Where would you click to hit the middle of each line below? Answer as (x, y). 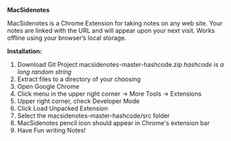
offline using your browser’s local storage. (67, 38)
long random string (44, 72)
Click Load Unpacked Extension (62, 108)
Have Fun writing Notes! (51, 130)
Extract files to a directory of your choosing (79, 79)
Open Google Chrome (48, 86)
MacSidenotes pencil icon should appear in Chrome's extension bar (113, 123)
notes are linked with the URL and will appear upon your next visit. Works (111, 31)
